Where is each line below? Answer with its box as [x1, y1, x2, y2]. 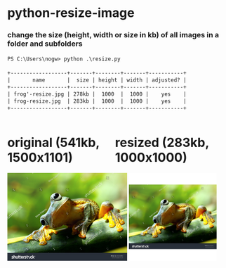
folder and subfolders [7, 39, 83, 49]
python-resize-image [7, 5, 135, 21]
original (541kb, [7, 134, 100, 151]
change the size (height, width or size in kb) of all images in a [7, 30, 220, 40]
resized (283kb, [114, 134, 209, 151]
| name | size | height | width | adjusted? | [7, 77, 187, 84]
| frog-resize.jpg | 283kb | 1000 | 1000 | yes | [7, 98, 187, 105]
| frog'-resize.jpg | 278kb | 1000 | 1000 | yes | [7, 91, 187, 98]
